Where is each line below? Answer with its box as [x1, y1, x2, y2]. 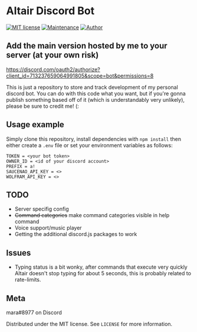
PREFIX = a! [6, 163, 35, 169]
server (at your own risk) [6, 50, 99, 60]
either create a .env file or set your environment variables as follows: [6, 141, 173, 149]
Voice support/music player [14, 224, 82, 231]
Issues [6, 247, 31, 258]
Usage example [6, 120, 65, 130]
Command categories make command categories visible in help [14, 212, 170, 219]
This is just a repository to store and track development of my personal [6, 83, 178, 91]
